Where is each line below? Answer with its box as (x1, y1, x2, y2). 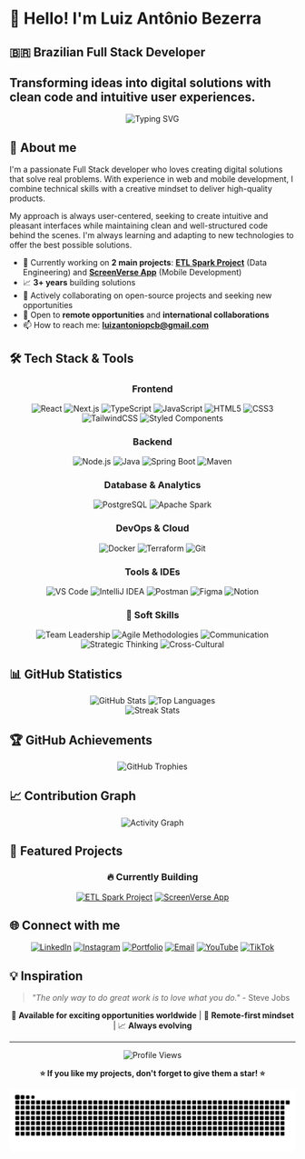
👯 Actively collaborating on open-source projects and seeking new (22, 290, 272, 301)
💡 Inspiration (9, 968, 84, 984)
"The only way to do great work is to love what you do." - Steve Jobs (31, 993, 290, 1004)
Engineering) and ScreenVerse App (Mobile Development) (22, 267, 242, 278)
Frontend (132, 382, 173, 395)
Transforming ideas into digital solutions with (9, 75, 271, 90)
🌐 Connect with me (9, 917, 121, 933)
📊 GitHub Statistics (9, 666, 123, 682)
